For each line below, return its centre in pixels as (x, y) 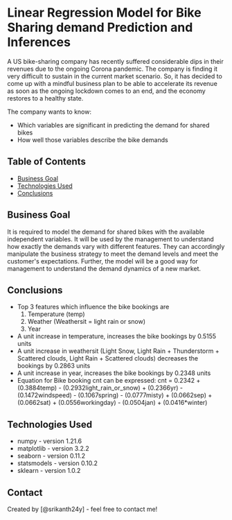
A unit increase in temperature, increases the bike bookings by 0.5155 (117, 336)
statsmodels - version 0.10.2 (57, 463)
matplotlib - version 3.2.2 (53, 449)
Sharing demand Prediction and (100, 27)
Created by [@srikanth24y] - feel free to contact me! (82, 509)
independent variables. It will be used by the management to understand (111, 239)
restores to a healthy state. (45, 98)
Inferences (39, 42)
